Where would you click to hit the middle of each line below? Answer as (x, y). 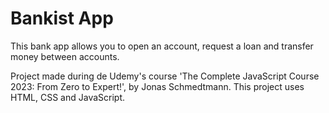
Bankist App (62, 18)
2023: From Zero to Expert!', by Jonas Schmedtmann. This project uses (157, 86)
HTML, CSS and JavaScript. (68, 97)
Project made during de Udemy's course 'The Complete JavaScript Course (165, 76)
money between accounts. (65, 56)
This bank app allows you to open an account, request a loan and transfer (162, 46)
